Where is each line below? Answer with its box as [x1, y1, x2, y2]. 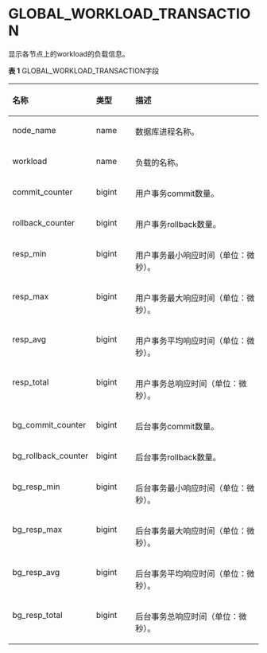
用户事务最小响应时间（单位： [134, 249, 247, 260]
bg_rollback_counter [12, 450, 89, 461]
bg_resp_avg [12, 566, 60, 577]
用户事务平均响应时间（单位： [134, 335, 247, 346]
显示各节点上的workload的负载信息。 [8, 49, 130, 58]
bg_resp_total [12, 609, 63, 620]
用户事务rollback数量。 [134, 218, 221, 229]
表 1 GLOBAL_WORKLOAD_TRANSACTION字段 [8, 65, 160, 76]
